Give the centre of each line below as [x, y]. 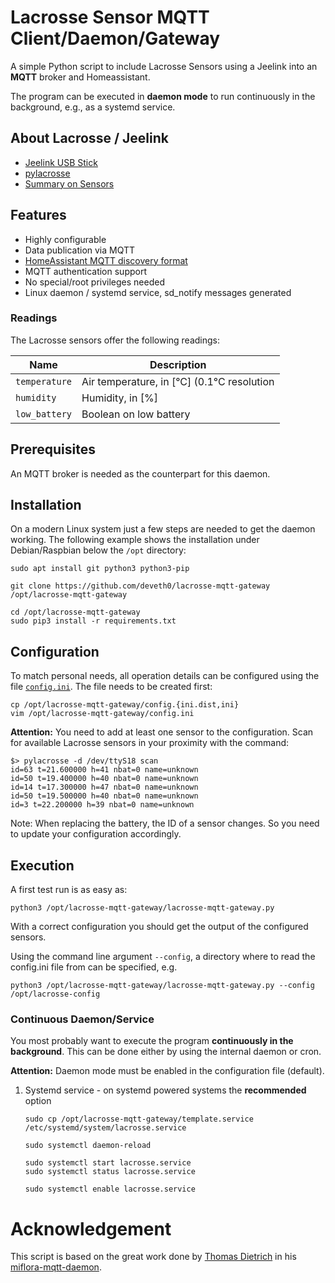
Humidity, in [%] [119, 398]
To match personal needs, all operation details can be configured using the [165, 676]
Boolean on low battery [136, 414]
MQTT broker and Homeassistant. [80, 77]
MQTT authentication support [85, 271]
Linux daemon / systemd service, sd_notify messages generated [158, 292]
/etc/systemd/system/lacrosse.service [105, 1128]
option [38, 1101]
